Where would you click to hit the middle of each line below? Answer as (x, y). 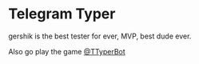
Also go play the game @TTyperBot (67, 51)
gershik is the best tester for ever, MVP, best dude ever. (100, 36)
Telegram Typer (62, 14)
